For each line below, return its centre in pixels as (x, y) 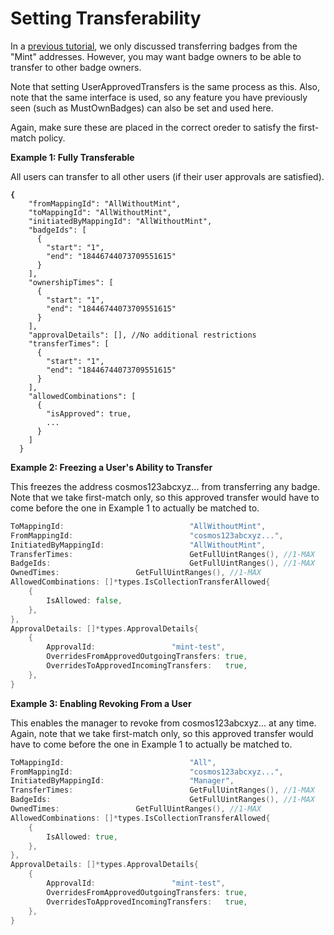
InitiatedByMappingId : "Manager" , (122, 781)
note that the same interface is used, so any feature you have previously (159, 97)
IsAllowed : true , (82, 837)
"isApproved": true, (89, 413)
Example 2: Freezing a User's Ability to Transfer (111, 467)
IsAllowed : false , (84, 600)
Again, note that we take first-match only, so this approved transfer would (162, 733)
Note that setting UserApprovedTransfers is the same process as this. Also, (165, 86)
